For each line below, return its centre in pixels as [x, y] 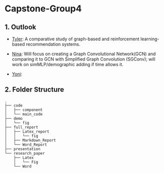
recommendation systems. [53, 44]
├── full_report [21, 127]
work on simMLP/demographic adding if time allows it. [68, 64]
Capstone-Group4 [43, 9]
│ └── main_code [24, 114]
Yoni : [17, 74]
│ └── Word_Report [26, 145]
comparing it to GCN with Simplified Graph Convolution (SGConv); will [83, 59]
